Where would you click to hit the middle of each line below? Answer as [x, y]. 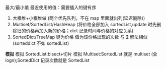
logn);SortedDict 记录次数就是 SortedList [47, 60]
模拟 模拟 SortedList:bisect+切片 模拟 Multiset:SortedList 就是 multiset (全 [81, 54]
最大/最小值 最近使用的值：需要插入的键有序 [51, 7]
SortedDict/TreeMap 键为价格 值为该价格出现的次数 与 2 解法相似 [80, 37]
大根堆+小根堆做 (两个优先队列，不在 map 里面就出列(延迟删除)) [78, 18]
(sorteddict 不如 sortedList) [41, 43]
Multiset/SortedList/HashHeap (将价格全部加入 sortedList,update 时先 [85, 24]
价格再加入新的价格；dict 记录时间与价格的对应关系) [80, 31]
